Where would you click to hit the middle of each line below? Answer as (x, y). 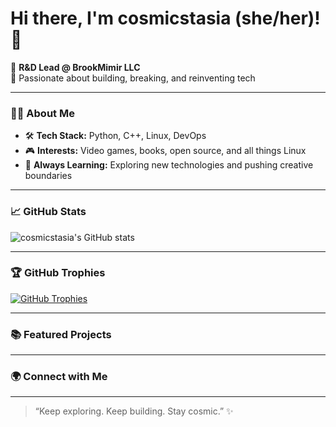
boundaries (48, 176)
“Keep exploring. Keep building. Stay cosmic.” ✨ (134, 411)
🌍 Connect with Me (59, 377)
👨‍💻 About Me (42, 113)
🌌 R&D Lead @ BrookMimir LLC (75, 67)
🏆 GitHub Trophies (58, 273)
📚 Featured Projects (61, 334)
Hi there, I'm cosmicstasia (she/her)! (165, 18)
